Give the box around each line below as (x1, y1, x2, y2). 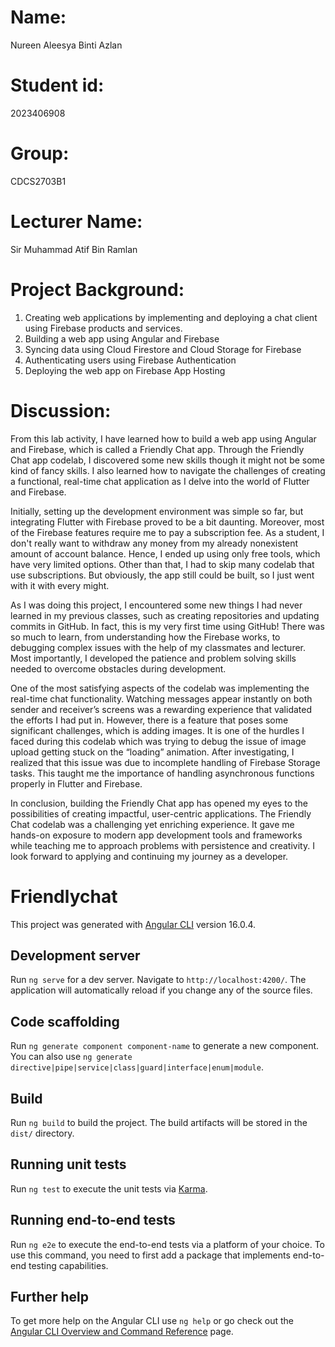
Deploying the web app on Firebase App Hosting (24, 364, 226, 376)
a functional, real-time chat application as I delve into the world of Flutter (10, 475, 310, 487)
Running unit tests (10, 1156, 127, 1173)
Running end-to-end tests (10, 1212, 176, 1229)
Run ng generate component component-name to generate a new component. (10, 1040, 320, 1052)
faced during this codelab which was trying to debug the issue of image (10, 735, 307, 747)
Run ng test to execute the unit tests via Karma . (10, 1182, 208, 1195)
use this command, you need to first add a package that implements (10, 1249, 291, 1261)
